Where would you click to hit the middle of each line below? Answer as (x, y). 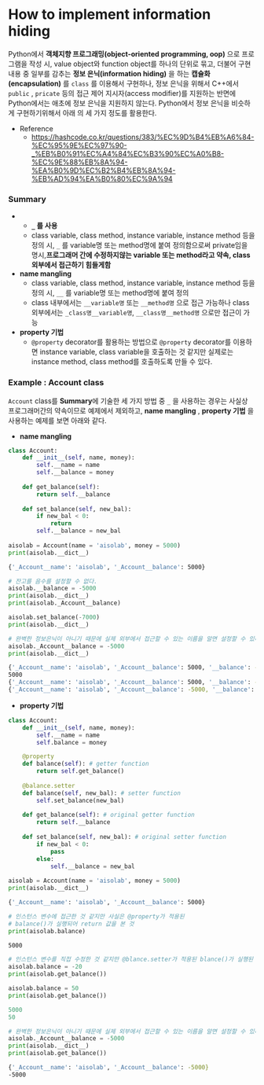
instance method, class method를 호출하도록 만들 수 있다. (122, 362)
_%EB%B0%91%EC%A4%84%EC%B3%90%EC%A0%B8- (128, 153)
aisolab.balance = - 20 (45, 967)
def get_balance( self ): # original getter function (108, 815)
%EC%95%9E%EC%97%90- (79, 145)
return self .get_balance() (81, 771)
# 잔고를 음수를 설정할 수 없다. (53, 581)
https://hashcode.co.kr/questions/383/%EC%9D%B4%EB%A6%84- (143, 137)
